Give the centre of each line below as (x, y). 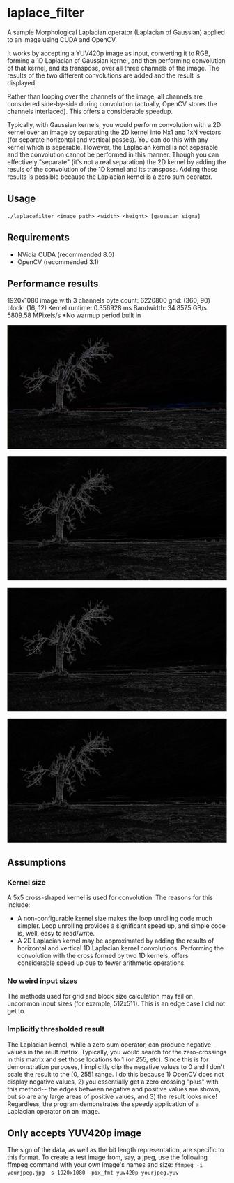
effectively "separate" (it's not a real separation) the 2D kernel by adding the (117, 161)
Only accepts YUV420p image (75, 1133)
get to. (17, 1011)
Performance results (53, 283)
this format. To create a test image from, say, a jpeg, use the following (107, 1157)
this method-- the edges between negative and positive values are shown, (114, 1089)
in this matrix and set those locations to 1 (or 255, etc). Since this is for (108, 1059)
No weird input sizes (42, 981)
